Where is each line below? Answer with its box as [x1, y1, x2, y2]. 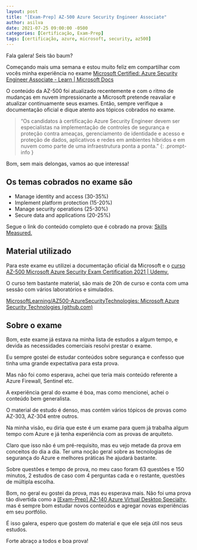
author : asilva [6, 19, 44, 25]
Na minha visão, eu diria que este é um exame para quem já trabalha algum [6, 424, 189, 431]
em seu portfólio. [6, 508, 48, 515]
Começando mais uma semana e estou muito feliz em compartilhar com [6, 64, 181, 71]
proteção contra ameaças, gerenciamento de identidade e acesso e [20, 130, 185, 137]
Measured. [6, 229, 32, 236]
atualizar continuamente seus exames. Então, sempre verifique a [6, 100, 163, 106]
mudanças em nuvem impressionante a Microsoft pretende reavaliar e [6, 94, 176, 101]
